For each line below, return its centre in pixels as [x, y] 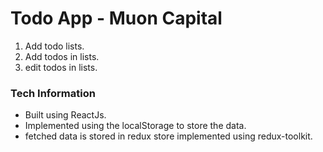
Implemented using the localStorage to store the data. [135, 126]
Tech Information [53, 93]
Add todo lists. [54, 46]
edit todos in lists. [61, 67]
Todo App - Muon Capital [116, 18]
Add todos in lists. [62, 56]
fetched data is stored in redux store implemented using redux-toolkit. [168, 136]
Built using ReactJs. [65, 115]
